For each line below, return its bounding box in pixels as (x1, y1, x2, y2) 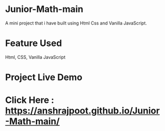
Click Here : (5, 94, 54, 106)
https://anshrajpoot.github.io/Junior (5, 105, 160, 116)
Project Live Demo (5, 71, 82, 83)
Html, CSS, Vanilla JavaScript (5, 54, 66, 60)
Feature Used (5, 37, 62, 49)
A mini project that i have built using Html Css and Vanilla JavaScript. (5, 20, 147, 26)
